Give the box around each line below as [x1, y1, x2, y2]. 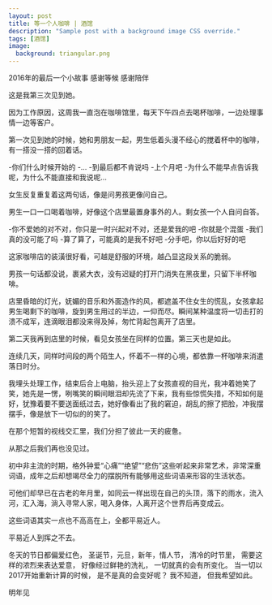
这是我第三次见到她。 [8, 90, 79, 100]
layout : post [8, 11, 53, 20]
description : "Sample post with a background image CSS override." [8, 27, 241, 35]
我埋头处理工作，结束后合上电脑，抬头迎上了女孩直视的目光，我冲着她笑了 [8, 378, 257, 388]
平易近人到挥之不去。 [8, 533, 79, 542]
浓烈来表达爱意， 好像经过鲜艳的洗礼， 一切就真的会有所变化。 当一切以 [22, 560, 263, 569]
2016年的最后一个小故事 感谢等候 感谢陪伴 [8, 73, 150, 82]
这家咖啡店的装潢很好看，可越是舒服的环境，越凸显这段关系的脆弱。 [8, 252, 236, 261]
